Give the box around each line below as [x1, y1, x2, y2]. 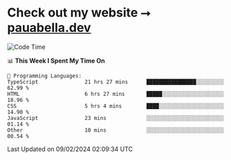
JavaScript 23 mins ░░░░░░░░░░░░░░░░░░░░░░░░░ [7, 114, 225, 121]
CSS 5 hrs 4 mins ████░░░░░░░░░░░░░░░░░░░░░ [7, 102, 225, 110]
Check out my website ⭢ [7, 5, 151, 21]
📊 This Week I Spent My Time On [7, 57, 105, 65]
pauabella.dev [7, 20, 91, 36]
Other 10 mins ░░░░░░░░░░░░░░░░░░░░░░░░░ [7, 126, 225, 134]
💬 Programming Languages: [7, 72, 82, 79]
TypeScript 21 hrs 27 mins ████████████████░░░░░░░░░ [7, 78, 225, 86]
